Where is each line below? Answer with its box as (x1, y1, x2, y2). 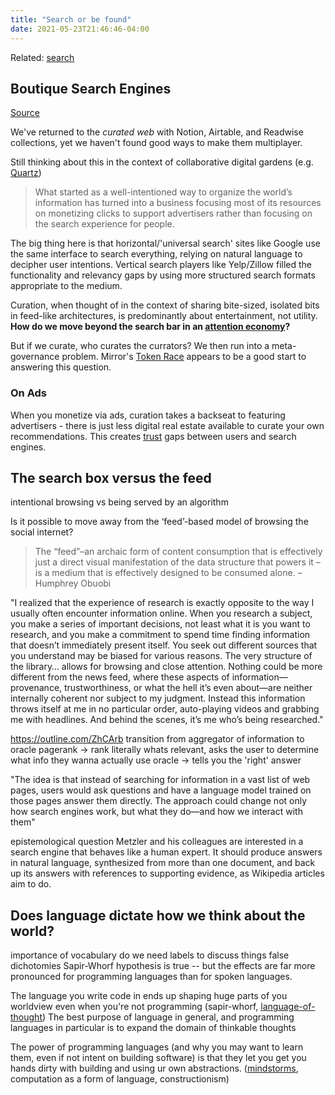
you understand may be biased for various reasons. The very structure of (10, 650, 313, 662)
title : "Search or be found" (10, 14, 132, 25)
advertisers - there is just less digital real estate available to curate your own (10, 419, 325, 431)
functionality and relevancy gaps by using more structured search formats (10, 269, 316, 281)
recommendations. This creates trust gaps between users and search (10, 430, 297, 442)
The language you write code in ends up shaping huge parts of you (10, 990, 288, 1002)
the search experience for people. (34, 218, 175, 230)
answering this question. (10, 361, 112, 373)
